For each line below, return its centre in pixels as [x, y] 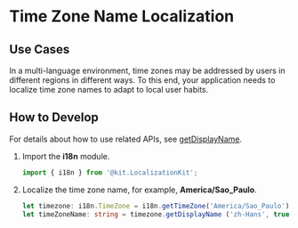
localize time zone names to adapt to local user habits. [109, 90]
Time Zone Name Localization [122, 16]
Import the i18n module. [66, 156]
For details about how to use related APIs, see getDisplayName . [126, 139]
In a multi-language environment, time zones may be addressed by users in [147, 70]
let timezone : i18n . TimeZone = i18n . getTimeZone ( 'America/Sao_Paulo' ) [156, 206]
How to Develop [54, 118]
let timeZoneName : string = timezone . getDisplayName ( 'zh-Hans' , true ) [157, 214]
